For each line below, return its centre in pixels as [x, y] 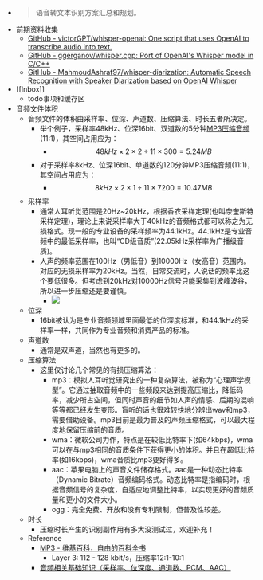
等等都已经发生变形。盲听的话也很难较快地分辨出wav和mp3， [153, 410]
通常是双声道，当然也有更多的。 [92, 350]
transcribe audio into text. [70, 47]
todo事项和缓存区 [56, 98]
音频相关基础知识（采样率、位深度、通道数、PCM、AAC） [135, 568]
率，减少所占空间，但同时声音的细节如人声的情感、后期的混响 [153, 400]
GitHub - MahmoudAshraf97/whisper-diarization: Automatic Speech [139, 72]
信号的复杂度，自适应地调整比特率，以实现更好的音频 [160, 490]
